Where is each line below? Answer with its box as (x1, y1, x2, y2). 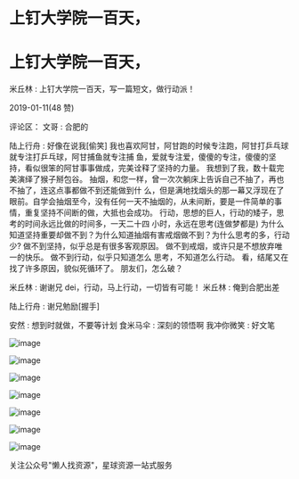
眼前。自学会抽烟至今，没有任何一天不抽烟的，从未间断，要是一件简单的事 (9, 196, 282, 207)
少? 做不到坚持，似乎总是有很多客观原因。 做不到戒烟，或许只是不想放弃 (9, 241, 276, 252)
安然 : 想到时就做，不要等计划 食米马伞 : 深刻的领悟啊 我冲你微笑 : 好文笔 (9, 320, 276, 331)
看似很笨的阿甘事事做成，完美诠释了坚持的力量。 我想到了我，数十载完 (24, 162, 285, 174)
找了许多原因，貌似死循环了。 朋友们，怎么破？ (9, 263, 183, 274)
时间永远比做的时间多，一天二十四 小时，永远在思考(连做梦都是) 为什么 (24, 219, 285, 229)
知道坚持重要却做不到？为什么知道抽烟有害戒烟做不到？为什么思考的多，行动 (9, 229, 290, 241)
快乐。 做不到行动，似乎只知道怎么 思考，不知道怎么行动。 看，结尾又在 (24, 252, 289, 263)
